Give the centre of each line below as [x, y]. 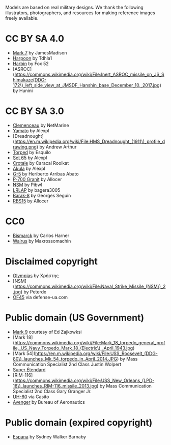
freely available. [22, 18]
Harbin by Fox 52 [31, 64]
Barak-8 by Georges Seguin [42, 195]
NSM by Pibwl [27, 185]
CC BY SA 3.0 [35, 111]
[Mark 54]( [24, 353]
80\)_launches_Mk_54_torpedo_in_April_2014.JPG [65, 359]
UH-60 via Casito [31, 397]
